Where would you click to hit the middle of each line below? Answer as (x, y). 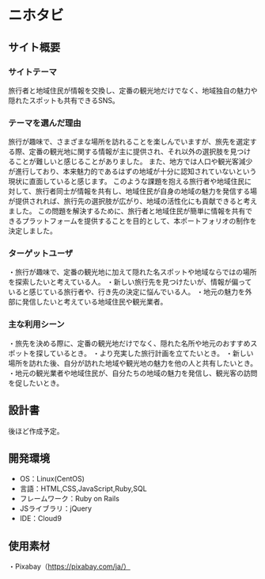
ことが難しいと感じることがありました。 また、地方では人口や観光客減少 (134, 162)
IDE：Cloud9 (40, 519)
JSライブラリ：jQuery (56, 508)
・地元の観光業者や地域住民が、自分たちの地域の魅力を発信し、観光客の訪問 (133, 373)
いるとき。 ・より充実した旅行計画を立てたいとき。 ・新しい (155, 353)
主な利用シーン (36, 324)
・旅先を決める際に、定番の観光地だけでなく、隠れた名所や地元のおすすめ (129, 343)
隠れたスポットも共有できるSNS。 (64, 100)
